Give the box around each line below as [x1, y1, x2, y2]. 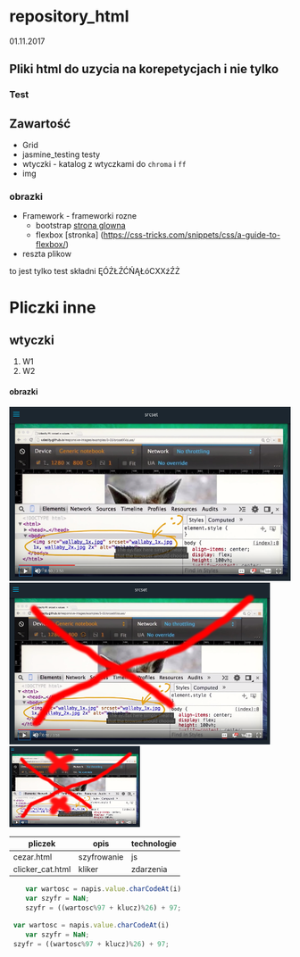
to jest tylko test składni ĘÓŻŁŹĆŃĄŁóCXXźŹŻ [9, 266, 180, 277]
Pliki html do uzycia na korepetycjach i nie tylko [9, 62, 279, 77]
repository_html [9, 6, 129, 27]
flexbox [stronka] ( [35, 229, 104, 240]
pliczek [28, 838, 56, 849]
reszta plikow [21, 248, 71, 260]
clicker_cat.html [12, 863, 71, 874]
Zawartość [9, 116, 71, 131]
